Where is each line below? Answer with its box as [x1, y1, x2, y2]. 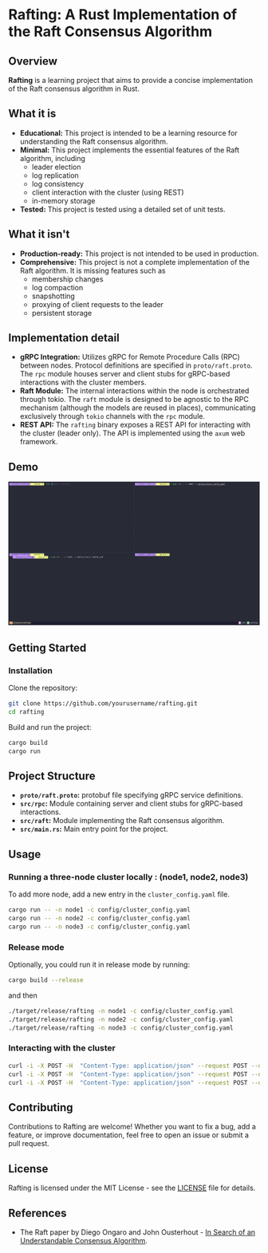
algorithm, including [19, 153, 86, 163]
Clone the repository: [8, 684, 78, 693]
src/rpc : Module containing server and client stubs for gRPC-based [19, 799, 243, 809]
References [8, 1206, 67, 1220]
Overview [8, 54, 58, 68]
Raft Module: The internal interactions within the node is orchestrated [19, 386, 250, 396]
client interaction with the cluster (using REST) [31, 187, 185, 197]
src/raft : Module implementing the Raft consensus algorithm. [19, 816, 225, 825]
